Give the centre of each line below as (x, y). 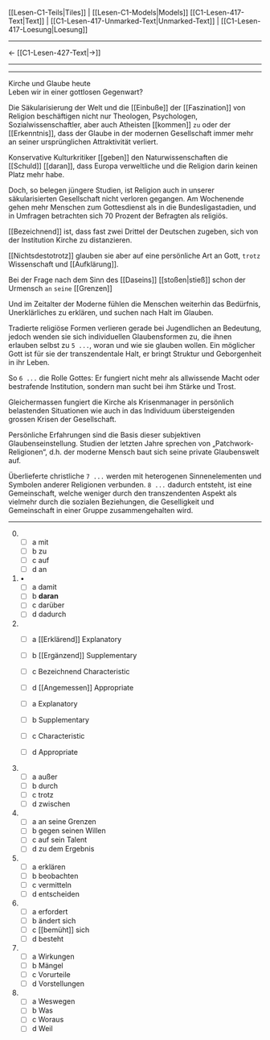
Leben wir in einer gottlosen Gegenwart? (76, 92)
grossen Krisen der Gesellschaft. (62, 419)
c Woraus (48, 1020)
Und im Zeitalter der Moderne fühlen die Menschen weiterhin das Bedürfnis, (135, 304)
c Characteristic (58, 735)
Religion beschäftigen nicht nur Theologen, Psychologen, (103, 116)
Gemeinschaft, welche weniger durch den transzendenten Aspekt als (123, 493)
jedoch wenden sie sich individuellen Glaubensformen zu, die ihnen (120, 337)
